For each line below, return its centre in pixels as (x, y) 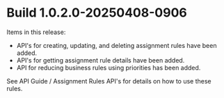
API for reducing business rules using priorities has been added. (109, 67)
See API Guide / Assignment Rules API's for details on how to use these (109, 81)
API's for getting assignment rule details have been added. (101, 60)
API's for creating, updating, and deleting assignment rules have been (117, 45)
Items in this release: (36, 32)
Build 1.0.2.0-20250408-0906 (97, 13)
